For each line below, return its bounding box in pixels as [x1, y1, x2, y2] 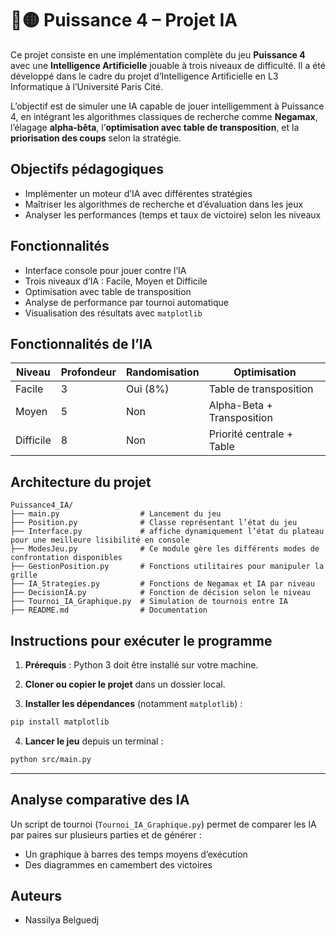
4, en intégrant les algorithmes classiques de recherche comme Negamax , [10, 110, 318, 122]
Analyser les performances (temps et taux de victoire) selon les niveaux [24, 208, 322, 221]
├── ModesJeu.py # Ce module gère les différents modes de [10, 544, 320, 554]
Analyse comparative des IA [10, 792, 190, 809]
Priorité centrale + [208, 427, 294, 441]
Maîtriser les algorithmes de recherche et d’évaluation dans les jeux [24, 198, 304, 210]
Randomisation [125, 365, 200, 379]
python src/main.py [10, 754, 92, 764]
